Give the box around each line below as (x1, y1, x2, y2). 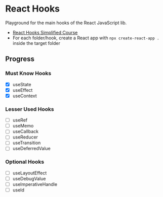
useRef (12, 117, 28, 123)
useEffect (12, 87, 33, 93)
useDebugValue (12, 175, 46, 181)
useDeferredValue (12, 146, 51, 152)
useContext (12, 93, 37, 99)
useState (12, 81, 31, 87)
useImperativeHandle (12, 181, 57, 187)
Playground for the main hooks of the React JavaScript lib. (5, 20, 127, 26)
